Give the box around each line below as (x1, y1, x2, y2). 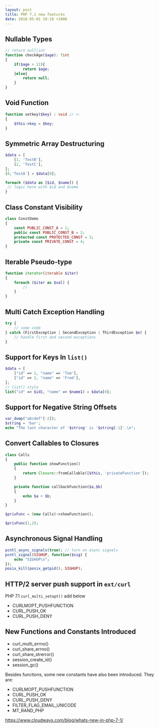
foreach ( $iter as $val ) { (14, 280, 70, 285)
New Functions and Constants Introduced (5, 628, 136, 636)
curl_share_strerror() (12, 651, 54, 657)
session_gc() (12, 661, 39, 668)
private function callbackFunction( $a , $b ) (14, 484, 103, 489)
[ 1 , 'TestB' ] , (14, 157, 43, 162)
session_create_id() (12, 656, 52, 662)
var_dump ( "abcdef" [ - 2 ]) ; (5, 416, 56, 421)
